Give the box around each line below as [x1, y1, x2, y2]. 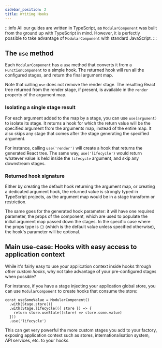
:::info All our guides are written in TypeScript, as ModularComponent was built [5, 25, 157, 30]
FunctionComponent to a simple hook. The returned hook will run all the [5, 67, 144, 73]
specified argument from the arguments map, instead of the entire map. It [5, 125, 151, 131]
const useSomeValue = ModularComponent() [5, 297, 90, 303]
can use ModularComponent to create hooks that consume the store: [5, 288, 138, 294]
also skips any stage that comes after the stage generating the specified [5, 130, 149, 136]
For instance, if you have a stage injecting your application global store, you [5, 283, 156, 288]
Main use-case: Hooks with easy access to [5, 243, 137, 251]
